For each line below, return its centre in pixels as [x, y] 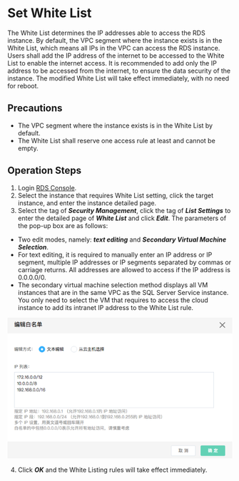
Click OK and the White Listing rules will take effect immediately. [112, 470]
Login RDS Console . [47, 187]
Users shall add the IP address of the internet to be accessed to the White [116, 56]
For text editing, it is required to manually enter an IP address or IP [115, 254]
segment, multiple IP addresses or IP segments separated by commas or [124, 262]
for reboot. [23, 86]
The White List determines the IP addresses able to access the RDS [106, 33]
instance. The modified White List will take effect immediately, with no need [118, 78]
